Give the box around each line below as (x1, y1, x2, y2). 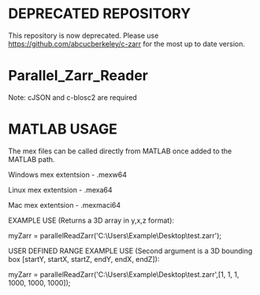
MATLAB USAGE (8, 120, 118, 138)
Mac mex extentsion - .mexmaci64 (8, 200, 121, 209)
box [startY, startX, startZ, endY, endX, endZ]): (8, 254, 160, 264)
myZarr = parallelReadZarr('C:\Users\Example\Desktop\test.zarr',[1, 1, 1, (8, 269, 240, 279)
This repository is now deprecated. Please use (8, 31, 159, 40)
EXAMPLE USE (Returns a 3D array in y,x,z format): (8, 216, 175, 225)
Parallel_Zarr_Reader (8, 67, 148, 85)
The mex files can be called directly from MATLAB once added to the (8, 146, 232, 156)
